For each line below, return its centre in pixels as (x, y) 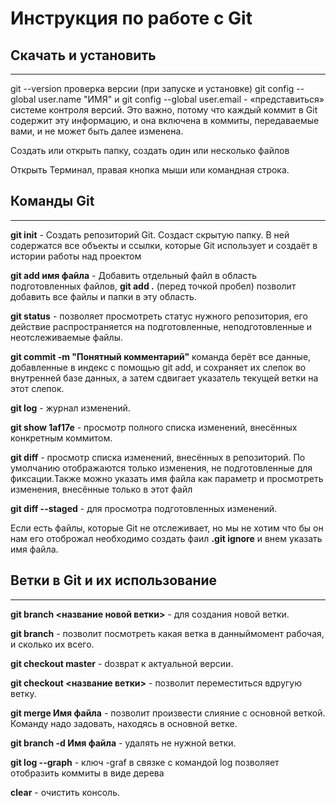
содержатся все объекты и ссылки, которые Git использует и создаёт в (164, 245)
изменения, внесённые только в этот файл (101, 489)
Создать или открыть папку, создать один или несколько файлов (150, 150)
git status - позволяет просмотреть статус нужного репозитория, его (159, 316)
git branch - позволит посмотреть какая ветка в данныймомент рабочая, (167, 633)
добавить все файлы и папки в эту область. (103, 296)
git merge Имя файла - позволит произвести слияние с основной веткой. (168, 713)
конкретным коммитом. (61, 438)
